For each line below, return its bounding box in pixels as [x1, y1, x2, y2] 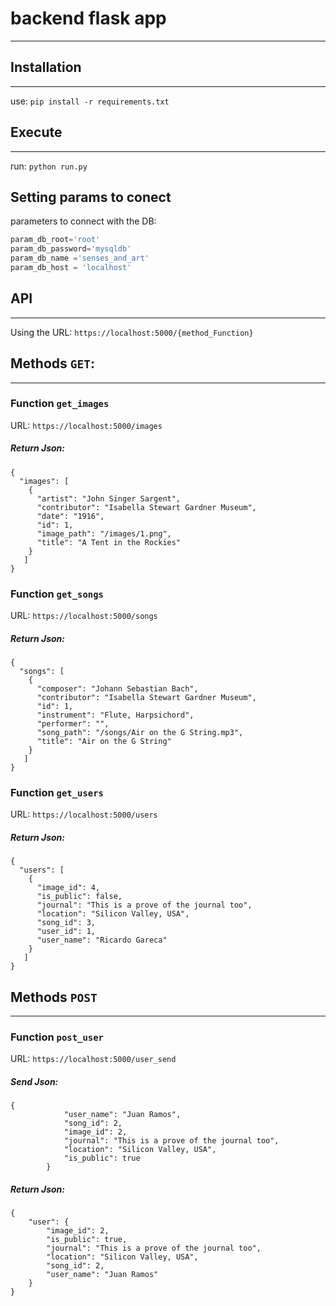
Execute [10, 124, 63, 141]
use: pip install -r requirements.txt [10, 95, 170, 107]
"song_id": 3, [36, 918, 97, 928]
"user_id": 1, [36, 927, 97, 937]
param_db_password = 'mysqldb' [10, 244, 132, 254]
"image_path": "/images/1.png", [36, 528, 172, 539]
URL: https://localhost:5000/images [10, 419, 163, 431]
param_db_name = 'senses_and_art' [10, 253, 150, 264]
